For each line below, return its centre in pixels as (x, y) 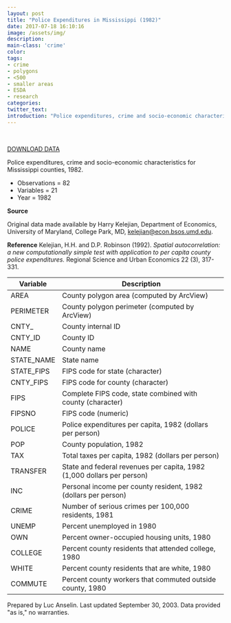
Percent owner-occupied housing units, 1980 (136, 537)
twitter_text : (27, 109)
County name (84, 348)
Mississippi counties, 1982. (45, 169)
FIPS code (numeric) (95, 413)
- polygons (23, 71)
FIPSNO (23, 413)
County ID (78, 337)
